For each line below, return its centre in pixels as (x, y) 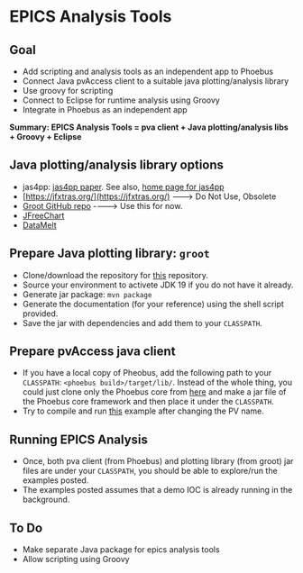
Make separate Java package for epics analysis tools (121, 550)
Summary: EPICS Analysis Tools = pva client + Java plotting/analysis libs (149, 127)
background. (46, 500)
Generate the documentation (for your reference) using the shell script (153, 304)
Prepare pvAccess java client (92, 352)
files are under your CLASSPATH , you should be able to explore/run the (150, 471)
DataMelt (39, 225)
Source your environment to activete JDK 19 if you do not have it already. (158, 285)
